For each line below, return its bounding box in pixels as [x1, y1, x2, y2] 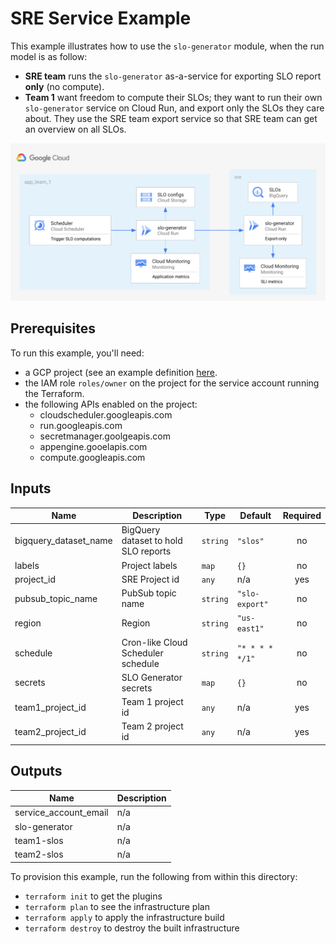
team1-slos [14, 834, 64, 846]
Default [239, 510, 272, 522]
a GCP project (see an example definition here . [24, 366, 218, 378]
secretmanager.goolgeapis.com [39, 430, 171, 442]
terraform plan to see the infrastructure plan [24, 900, 210, 912]
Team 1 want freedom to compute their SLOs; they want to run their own [24, 91, 323, 103]
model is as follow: [10, 50, 88, 62]
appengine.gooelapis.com [39, 440, 148, 452]
